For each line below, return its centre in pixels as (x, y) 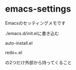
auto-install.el (19, 43)
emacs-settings (38, 9)
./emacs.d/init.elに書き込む (32, 33)
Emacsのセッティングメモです (36, 23)
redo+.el (14, 52)
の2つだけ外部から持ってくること (38, 62)
